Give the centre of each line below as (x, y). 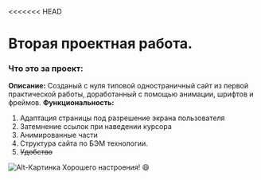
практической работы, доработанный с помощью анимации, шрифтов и (131, 94)
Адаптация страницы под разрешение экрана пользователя (122, 118)
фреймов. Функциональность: (61, 103)
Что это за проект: (46, 68)
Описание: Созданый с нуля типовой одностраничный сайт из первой (129, 86)
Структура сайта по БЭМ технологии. (84, 143)
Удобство (36, 152)
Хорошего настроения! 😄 (106, 167)
